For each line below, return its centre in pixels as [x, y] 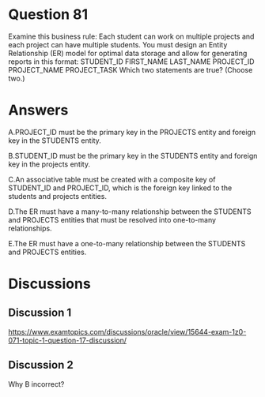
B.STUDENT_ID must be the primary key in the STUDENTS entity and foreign [133, 155]
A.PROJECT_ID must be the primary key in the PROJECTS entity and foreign [132, 132]
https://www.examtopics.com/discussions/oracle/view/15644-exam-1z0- [127, 331]
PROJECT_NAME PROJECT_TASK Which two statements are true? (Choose [131, 69]
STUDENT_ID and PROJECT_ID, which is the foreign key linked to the [120, 188]
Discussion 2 [41, 365]
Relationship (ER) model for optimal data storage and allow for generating [128, 53]
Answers [38, 110]
